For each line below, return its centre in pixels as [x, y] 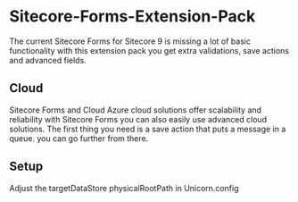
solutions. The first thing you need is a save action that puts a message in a [148, 129]
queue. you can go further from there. [79, 138]
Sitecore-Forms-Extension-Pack [132, 17]
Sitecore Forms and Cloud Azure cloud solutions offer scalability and [135, 110]
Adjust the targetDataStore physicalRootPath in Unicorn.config [124, 188]
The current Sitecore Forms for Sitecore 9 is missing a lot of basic [130, 41]
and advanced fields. [48, 60]
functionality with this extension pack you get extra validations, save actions [149, 50]
